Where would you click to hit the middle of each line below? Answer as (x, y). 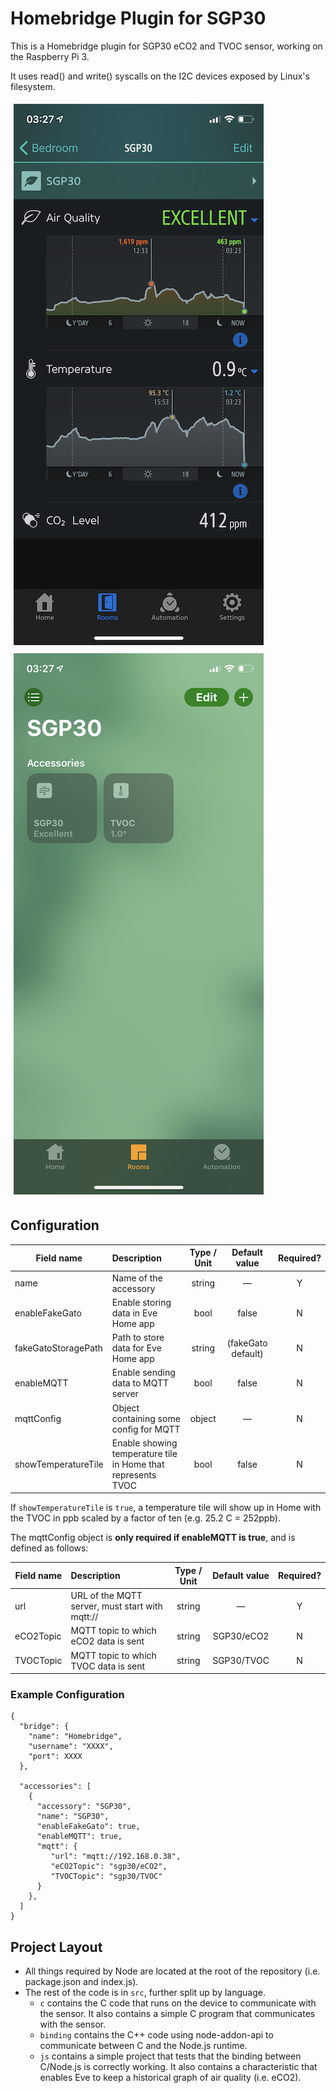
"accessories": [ (55, 1787)
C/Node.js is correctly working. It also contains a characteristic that (178, 2067)
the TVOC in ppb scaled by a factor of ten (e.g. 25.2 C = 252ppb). (145, 1518)
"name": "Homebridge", (75, 1737)
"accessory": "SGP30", (84, 1807)
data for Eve (136, 1348)
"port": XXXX (55, 1757)
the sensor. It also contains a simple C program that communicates (177, 2014)
